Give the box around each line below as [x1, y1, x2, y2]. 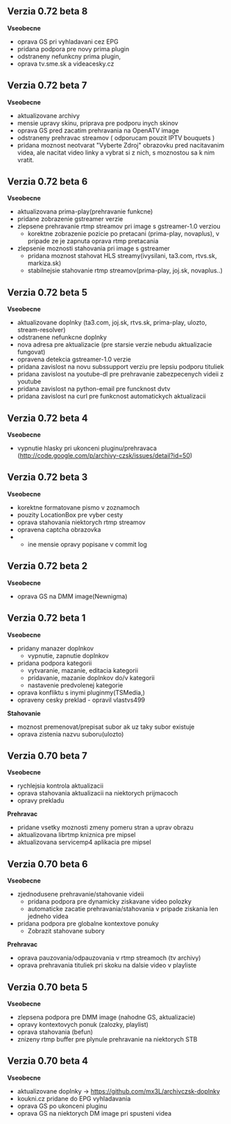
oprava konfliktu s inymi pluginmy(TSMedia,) [17, 688, 146, 696]
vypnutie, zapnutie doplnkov [27, 651, 109, 659]
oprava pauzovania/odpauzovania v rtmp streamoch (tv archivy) [17, 953, 201, 962]
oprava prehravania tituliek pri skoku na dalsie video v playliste [17, 961, 197, 969]
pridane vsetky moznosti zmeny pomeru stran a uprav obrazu [17, 823, 194, 831]
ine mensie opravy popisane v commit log [27, 540, 148, 548]
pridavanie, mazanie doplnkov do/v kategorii [27, 673, 155, 682]
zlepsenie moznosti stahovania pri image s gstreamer [17, 244, 170, 252]
